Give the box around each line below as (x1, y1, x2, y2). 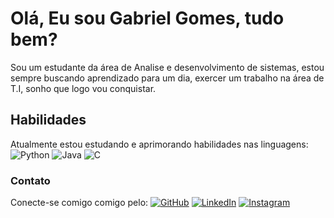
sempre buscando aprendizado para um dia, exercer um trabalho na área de (10, 72, 325, 84)
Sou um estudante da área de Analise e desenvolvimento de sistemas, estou (10, 61, 325, 73)
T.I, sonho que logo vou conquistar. (10, 82, 157, 94)
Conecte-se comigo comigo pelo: (10, 197, 149, 209)
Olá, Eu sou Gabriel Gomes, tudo (10, 7, 285, 30)
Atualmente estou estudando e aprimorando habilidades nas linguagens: (10, 138, 309, 150)
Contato (10, 173, 51, 187)
